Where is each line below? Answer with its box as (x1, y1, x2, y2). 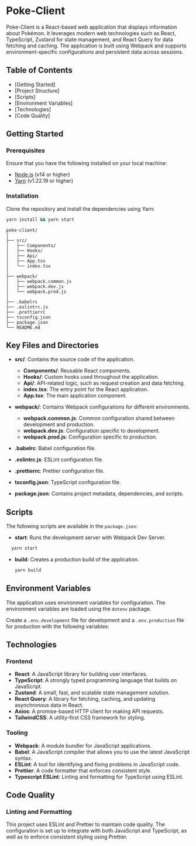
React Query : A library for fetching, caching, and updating (14, 696, 156, 703)
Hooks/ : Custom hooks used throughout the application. (23, 374, 159, 381)
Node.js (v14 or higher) (14, 171, 70, 178)
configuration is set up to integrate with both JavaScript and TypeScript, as (6, 827, 187, 834)
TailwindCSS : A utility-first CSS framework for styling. (14, 714, 146, 721)
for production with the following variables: (6, 622, 110, 630)
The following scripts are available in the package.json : (6, 523, 138, 530)
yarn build (14, 567, 42, 573)
